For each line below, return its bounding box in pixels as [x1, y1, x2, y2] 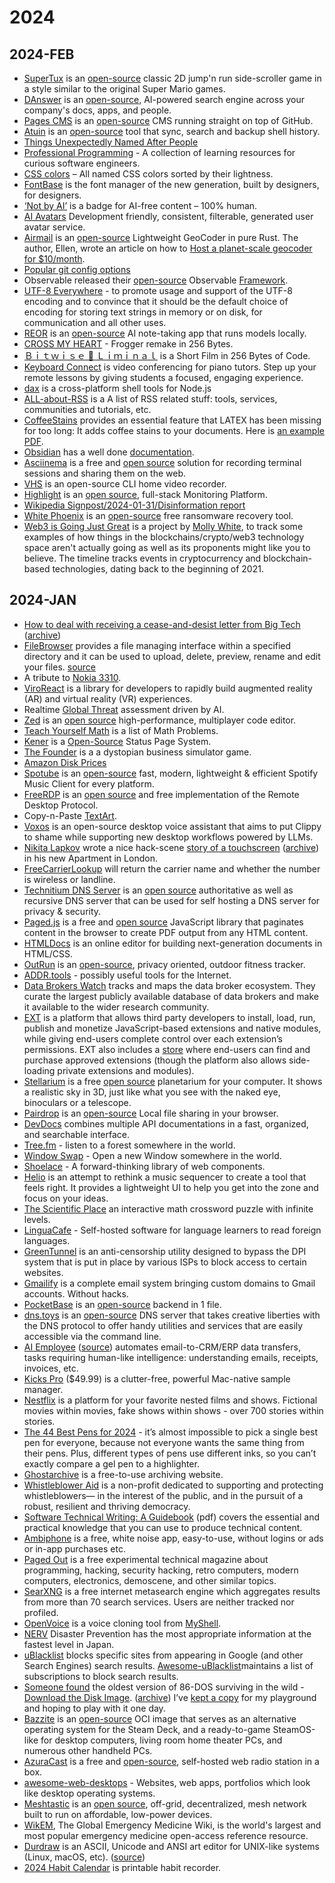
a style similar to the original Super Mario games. [23, 83, 226, 95]
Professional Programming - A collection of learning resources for [23, 147, 296, 158]
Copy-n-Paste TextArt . [23, 809, 117, 821]
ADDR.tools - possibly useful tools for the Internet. [23, 969, 232, 981]
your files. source [23, 661, 97, 673]
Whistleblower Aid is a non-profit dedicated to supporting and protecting [23, 1479, 324, 1491]
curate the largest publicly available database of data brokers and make [23, 990, 319, 1002]
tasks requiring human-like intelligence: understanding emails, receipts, [23, 1351, 319, 1363]
